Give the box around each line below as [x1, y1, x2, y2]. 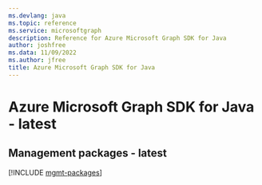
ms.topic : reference [8, 19, 77, 27]
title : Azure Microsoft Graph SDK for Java [8, 64, 156, 72]
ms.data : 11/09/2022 [8, 49, 77, 57]
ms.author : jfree [8, 57, 66, 65]
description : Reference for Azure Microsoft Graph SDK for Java [8, 33, 227, 42]
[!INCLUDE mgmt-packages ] [8, 167, 102, 177]
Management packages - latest [8, 147, 168, 160]
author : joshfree [8, 41, 66, 49]
